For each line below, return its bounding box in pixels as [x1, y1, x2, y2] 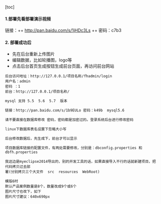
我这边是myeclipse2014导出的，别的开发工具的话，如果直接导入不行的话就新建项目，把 [5, 159, 156, 164]
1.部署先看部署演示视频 [5, 16, 51, 21]
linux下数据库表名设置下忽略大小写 [5, 127, 67, 132]
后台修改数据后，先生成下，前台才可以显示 [5, 136, 78, 141]
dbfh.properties [5, 150, 38, 155]
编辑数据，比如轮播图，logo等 [12, 57, 72, 63]
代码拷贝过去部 [5, 164, 31, 169]
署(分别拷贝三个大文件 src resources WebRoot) [5, 170, 100, 174]
